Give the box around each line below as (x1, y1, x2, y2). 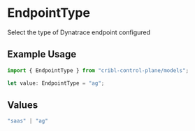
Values (7, 99, 38, 111)
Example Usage (7, 48, 77, 60)
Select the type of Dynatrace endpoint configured (7, 28, 151, 36)
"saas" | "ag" (7, 118, 49, 125)
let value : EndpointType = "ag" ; (7, 79, 105, 87)
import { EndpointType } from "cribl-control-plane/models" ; (7, 67, 189, 74)
